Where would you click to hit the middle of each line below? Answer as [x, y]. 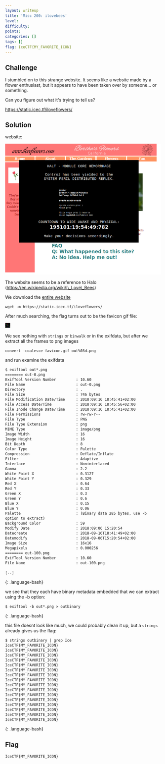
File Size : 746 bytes [53, 395]
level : [12, 21]
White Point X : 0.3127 [49, 474]
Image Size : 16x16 [48, 543]
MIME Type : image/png [53, 429]
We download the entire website [38, 297]
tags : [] [14, 42]
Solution [18, 125]
